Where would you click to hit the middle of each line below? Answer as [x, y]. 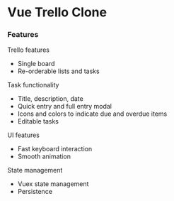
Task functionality [33, 85]
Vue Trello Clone [57, 12]
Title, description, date [50, 99]
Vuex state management [53, 184]
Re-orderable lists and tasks [59, 71]
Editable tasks [38, 121]
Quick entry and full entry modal [64, 107]
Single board [36, 64]
